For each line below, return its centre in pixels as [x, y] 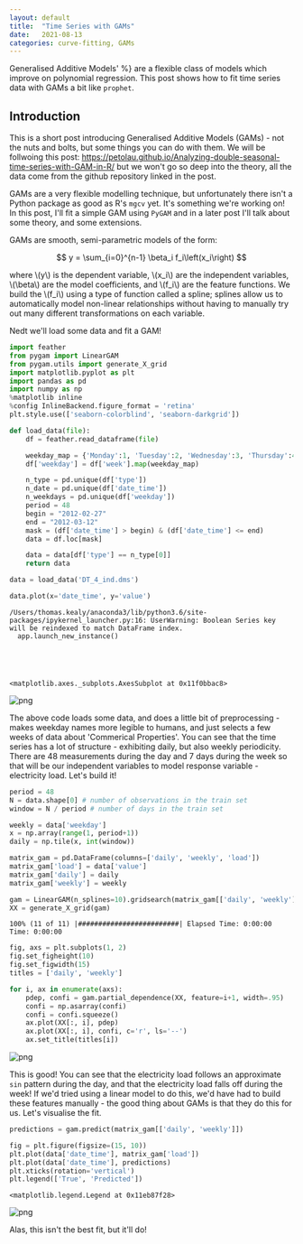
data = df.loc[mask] [64, 539]
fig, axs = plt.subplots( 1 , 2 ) [68, 948]
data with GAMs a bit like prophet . [72, 88]
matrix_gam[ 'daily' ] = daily [64, 875]
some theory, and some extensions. [76, 223]
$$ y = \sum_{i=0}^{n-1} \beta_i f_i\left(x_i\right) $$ [151, 257]
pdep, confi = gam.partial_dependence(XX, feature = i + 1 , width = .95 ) [155, 998]
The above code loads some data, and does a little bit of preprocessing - [145, 718]
